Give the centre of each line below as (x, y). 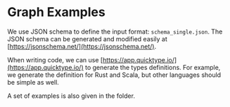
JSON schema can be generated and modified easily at (87, 38)
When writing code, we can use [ (55, 59)
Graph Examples (56, 12)
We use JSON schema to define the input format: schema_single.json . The (115, 31)
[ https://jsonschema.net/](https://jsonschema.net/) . (82, 46)
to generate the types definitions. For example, (153, 67)
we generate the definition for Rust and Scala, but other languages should (114, 75)
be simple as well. (33, 82)
